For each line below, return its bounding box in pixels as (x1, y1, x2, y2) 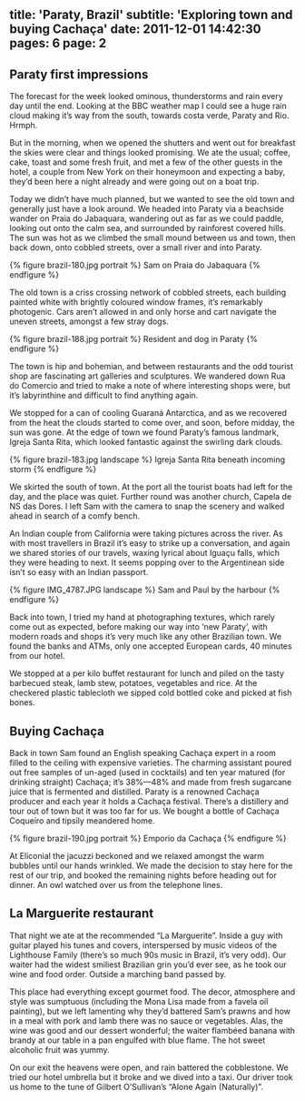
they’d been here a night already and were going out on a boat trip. (9, 177, 260, 187)
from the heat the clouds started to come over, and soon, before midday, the (9, 418, 295, 429)
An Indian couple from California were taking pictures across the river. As (9, 528, 283, 540)
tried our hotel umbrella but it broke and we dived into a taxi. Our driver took (9, 1071, 293, 1082)
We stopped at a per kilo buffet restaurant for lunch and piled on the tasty (9, 668, 284, 679)
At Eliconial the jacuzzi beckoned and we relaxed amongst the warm (9, 851, 265, 862)
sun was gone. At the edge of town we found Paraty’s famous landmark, (9, 427, 280, 438)
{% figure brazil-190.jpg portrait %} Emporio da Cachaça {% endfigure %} (9, 833, 288, 844)
